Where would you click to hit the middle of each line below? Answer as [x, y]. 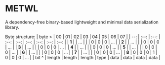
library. [12, 27]
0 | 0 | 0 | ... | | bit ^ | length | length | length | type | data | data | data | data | [83, 57]
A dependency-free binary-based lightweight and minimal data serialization [82, 22]
